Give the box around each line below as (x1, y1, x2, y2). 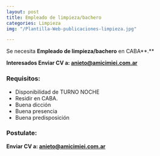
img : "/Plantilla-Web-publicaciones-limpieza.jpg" (6, 25, 137, 32)
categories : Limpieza (6, 20, 61, 26)
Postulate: (6, 129, 38, 137)
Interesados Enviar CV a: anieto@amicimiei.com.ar (6, 59, 138, 67)
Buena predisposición (15, 114, 70, 121)
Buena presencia (15, 107, 58, 115)
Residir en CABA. (15, 94, 58, 102)
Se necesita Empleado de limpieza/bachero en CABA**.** (6, 48, 155, 55)
